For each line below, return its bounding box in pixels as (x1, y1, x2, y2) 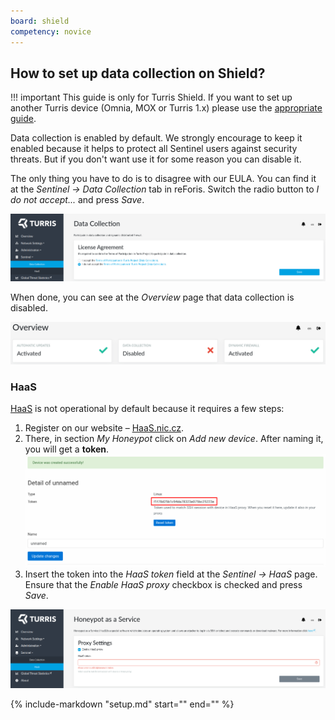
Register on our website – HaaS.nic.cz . (24, 421, 185, 434)
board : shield (10, 16, 70, 26)
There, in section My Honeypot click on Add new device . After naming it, (24, 432, 324, 444)
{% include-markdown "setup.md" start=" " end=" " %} (10, 698, 235, 710)
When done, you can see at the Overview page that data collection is (10, 291, 295, 303)
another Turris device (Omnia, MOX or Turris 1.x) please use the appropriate (10, 102, 323, 114)
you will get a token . (24, 443, 110, 455)
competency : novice (10, 26, 92, 37)
